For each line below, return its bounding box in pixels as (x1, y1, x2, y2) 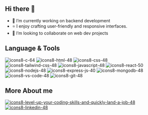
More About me (5, 87, 53, 95)
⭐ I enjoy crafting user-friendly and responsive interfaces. (12, 23, 127, 29)
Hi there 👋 (5, 5, 35, 13)
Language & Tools (5, 44, 60, 52)
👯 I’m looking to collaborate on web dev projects (12, 30, 108, 36)
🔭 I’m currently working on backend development (12, 17, 110, 23)
